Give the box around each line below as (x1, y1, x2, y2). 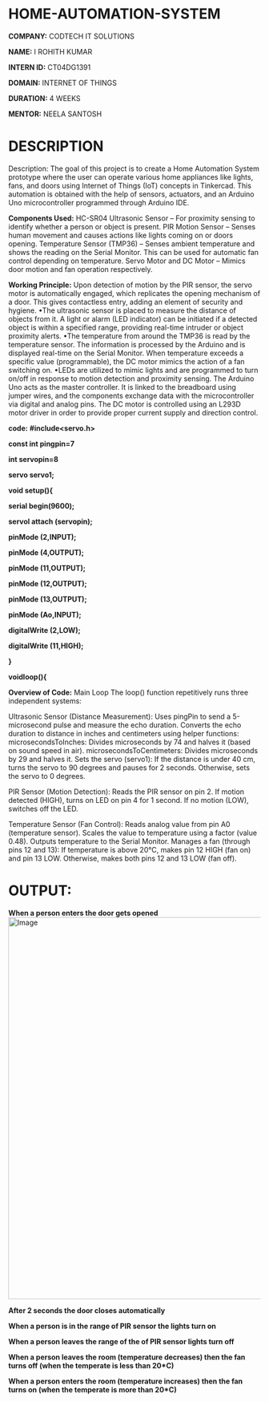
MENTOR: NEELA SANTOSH (8, 109, 102, 119)
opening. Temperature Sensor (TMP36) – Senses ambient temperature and (8, 238, 255, 249)
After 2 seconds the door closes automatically (8, 1305, 166, 1315)
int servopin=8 (8, 454, 58, 464)
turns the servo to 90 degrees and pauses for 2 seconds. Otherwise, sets (8, 763, 251, 772)
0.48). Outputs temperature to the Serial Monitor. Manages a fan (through (8, 836, 251, 846)
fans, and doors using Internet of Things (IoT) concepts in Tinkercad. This (8, 180, 252, 190)
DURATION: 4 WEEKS (8, 93, 81, 103)
